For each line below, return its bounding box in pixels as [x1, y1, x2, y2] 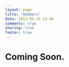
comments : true [5, 21, 36, 26]
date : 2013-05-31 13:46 [5, 16, 54, 21]
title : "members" [5, 12, 41, 17]
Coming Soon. [5, 51, 65, 63]
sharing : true [5, 26, 34, 31]
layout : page [5, 7, 32, 12]
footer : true [5, 30, 32, 35]
